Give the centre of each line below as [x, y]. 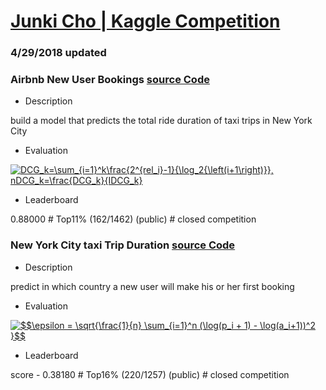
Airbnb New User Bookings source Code [110, 80]
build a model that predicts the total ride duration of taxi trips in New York [161, 121]
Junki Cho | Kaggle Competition [145, 21]
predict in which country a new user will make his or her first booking [152, 286]
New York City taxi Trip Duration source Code [123, 245]
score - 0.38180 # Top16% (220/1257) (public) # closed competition [150, 374]
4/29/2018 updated [58, 53]
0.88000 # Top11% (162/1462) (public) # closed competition [133, 219]
